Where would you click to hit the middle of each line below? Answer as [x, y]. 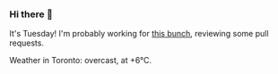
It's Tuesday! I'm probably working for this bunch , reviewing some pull [139, 34]
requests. [27, 43]
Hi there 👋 [31, 14]
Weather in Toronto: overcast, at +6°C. [81, 61]
